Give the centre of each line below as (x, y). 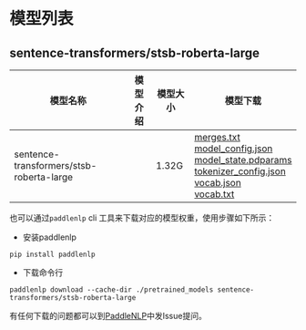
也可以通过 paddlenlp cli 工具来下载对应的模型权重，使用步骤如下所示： (142, 218)
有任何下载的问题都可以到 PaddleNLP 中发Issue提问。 (108, 316)
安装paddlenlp (50, 237)
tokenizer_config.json (240, 171)
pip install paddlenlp (52, 254)
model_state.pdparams (243, 160)
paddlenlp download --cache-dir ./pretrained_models (112, 290)
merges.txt (218, 137)
